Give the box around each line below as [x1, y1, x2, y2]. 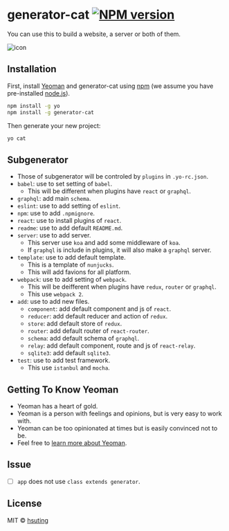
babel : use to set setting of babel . [17, 180, 113, 188]
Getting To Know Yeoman [7, 384, 119, 395]
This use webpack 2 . [27, 290, 84, 298]
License [7, 498, 42, 510]
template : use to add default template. [17, 253, 126, 262]
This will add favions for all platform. [27, 268, 131, 276]
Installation [7, 63, 57, 75]
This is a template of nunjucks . [27, 260, 114, 269]
